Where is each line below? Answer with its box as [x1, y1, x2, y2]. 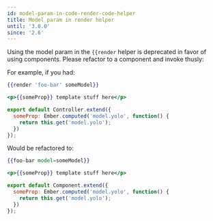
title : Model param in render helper [7, 16, 115, 23]
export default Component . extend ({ [7, 182, 109, 189]
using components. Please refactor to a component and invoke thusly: [7, 55, 204, 64]
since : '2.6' [7, 29, 44, 36]
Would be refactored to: [7, 144, 74, 153]
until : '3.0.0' [7, 23, 51, 29]
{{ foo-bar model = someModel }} [7, 157, 90, 164]
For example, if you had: [7, 68, 75, 77]
